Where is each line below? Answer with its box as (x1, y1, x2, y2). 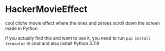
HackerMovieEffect (5, 3, 87, 15)
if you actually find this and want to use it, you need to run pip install (5, 35, 151, 41)
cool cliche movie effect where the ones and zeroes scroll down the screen (5, 20, 160, 26)
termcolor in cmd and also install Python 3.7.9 (5, 40, 99, 46)
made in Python (5, 25, 37, 31)
